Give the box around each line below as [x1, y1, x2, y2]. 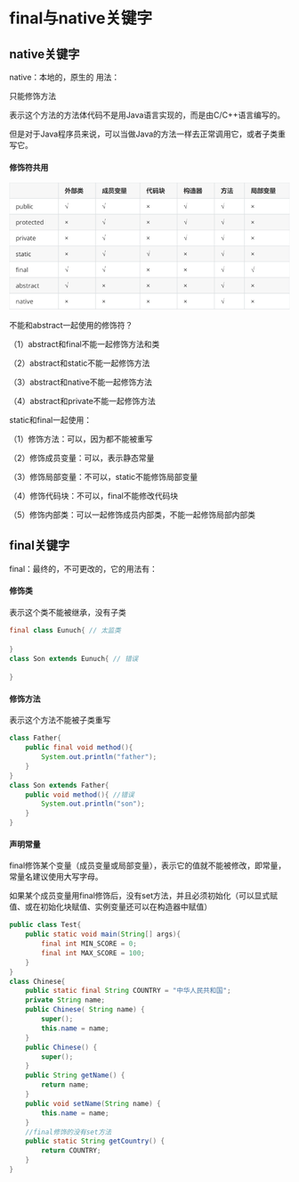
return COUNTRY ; [41, 1146, 101, 1155]
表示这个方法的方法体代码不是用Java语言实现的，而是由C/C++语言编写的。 [9, 110, 286, 120]
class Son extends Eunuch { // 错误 [9, 654, 139, 663]
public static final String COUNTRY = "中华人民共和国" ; [25, 987, 231, 996]
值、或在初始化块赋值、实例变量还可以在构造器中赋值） [9, 902, 212, 913]
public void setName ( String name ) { [25, 1099, 162, 1108]
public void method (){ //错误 [25, 790, 135, 799]
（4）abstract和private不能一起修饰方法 [9, 395, 156, 406]
